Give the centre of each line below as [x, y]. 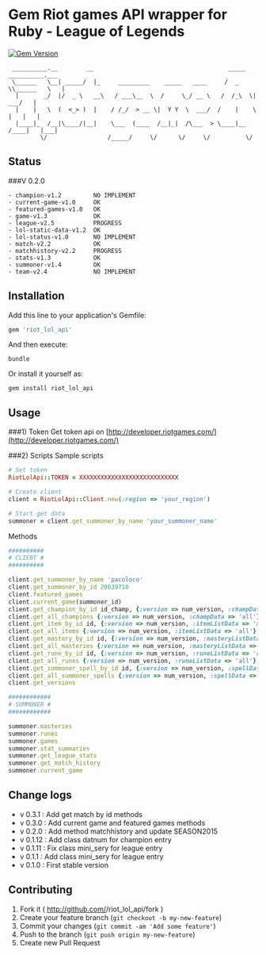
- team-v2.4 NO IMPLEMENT [72, 271]
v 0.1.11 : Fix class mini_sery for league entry [91, 848]
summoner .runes [33, 734]
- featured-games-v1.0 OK [55, 209]
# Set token [28, 470]
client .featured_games [46, 594]
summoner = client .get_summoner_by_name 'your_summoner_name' [113, 521]
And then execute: [38, 345]
